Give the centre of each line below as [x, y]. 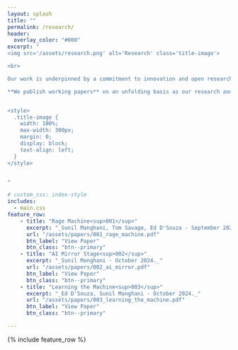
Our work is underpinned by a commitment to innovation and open [106, 78]
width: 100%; [39, 124]
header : [19, 34]
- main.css [30, 208]
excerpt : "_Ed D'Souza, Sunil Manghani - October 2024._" [113, 293]
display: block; [44, 144]
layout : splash [30, 14]
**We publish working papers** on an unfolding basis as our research [114, 92]
